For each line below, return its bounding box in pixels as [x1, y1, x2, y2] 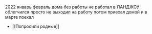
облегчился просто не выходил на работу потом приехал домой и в [5, 9, 148, 15]
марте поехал [5, 14, 34, 20]
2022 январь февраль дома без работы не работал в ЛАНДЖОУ [5, 4, 140, 10]
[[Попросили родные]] [12, 23, 60, 29]
